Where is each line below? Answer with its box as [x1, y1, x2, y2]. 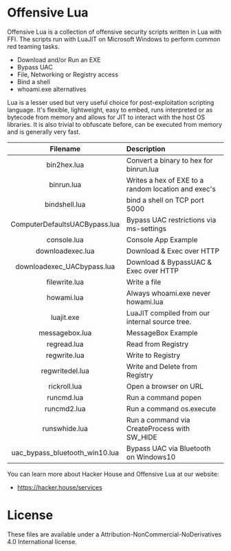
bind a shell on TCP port [126, 195, 204, 205]
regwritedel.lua [41, 365, 89, 375]
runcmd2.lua [44, 403, 86, 413]
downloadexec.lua [35, 246, 95, 256]
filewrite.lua [46, 277, 85, 287]
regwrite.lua [45, 350, 85, 360]
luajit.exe [50, 312, 80, 322]
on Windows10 [126, 452, 176, 461]
